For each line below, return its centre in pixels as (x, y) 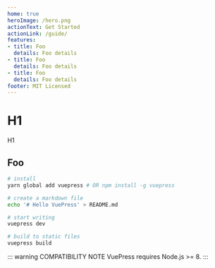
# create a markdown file (45, 198)
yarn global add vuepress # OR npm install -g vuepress (91, 185)
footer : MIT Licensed (39, 86)
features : (22, 40)
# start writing (31, 217)
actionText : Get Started (44, 27)
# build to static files (44, 237)
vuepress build (30, 243)
